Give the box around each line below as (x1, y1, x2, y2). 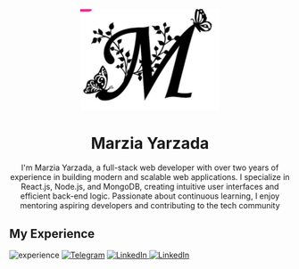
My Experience (9, 226, 96, 241)
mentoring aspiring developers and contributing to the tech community (20, 200, 280, 211)
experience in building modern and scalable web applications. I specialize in (10, 172, 290, 183)
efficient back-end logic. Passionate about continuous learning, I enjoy (20, 191, 280, 201)
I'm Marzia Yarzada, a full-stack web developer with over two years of (21, 162, 279, 173)
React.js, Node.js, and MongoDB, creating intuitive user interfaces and (21, 182, 279, 192)
